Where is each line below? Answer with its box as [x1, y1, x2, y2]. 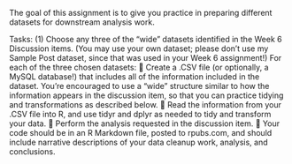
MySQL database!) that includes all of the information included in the [9, 71, 260, 82]
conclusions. [9, 146, 56, 157]
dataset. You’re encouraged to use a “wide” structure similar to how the [9, 81, 270, 91]
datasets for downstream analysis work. [9, 17, 155, 27]
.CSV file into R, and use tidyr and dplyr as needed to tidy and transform [9, 109, 272, 119]
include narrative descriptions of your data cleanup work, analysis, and [9, 137, 268, 147]
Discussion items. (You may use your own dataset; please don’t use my [9, 43, 269, 54]
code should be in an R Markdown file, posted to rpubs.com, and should [9, 128, 273, 138]
